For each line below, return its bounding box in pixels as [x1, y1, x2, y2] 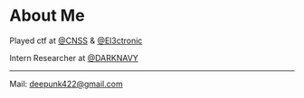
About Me [9, 5, 85, 26]
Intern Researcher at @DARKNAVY [9, 52, 138, 63]
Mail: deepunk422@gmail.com [9, 78, 124, 89]
